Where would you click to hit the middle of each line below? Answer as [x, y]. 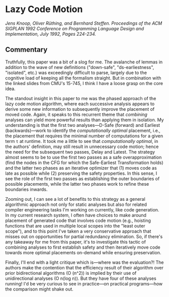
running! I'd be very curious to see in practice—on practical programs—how [84, 283]
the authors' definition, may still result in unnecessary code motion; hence [82, 146]
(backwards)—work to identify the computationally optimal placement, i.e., [83, 130]
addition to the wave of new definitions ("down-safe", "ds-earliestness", [80, 67]
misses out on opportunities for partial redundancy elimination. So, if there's [84, 236]
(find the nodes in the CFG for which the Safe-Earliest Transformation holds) [84, 163]
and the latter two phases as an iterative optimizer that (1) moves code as [81, 168]
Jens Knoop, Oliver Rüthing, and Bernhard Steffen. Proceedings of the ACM [84, 23]
